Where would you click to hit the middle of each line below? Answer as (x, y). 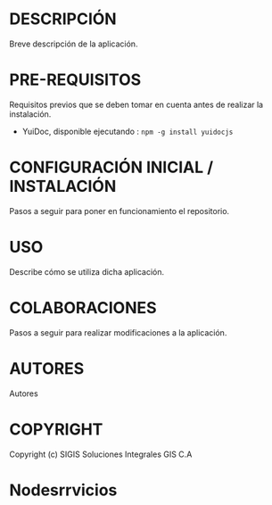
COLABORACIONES (83, 307)
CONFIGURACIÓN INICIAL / (111, 167)
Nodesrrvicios (63, 490)
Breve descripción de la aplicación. (74, 44)
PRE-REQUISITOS (75, 80)
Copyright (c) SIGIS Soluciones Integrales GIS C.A (101, 454)
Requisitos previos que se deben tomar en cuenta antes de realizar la (136, 104)
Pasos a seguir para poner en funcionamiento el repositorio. (120, 211)
